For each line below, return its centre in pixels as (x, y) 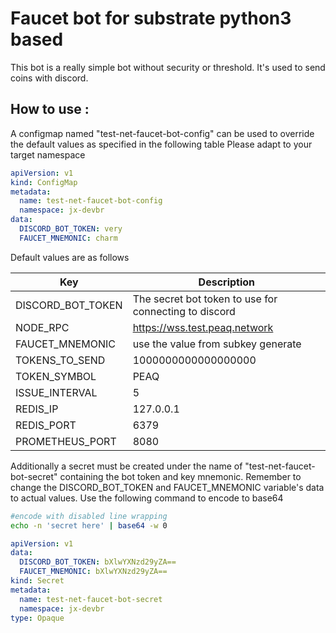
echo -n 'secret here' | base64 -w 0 (89, 525)
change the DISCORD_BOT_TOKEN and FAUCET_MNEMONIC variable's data (167, 487)
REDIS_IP (37, 409)
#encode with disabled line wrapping (89, 516)
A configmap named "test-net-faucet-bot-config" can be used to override (162, 133)
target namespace (48, 154)
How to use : (50, 109)
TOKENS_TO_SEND (60, 360)
